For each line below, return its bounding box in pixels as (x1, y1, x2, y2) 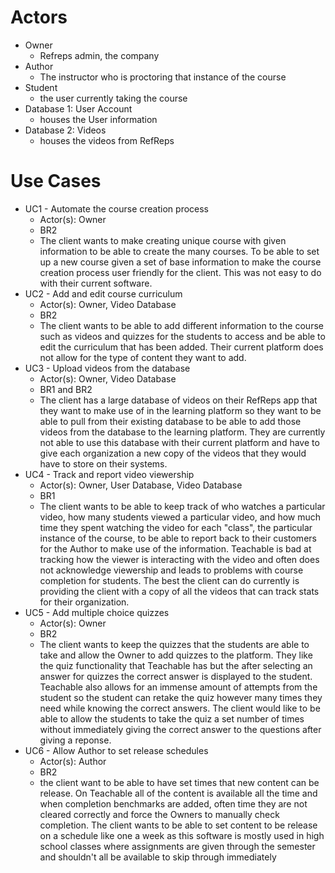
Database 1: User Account (24, 102, 133, 115)
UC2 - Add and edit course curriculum (24, 287, 183, 300)
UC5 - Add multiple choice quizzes (24, 606, 170, 618)
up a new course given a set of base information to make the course (39, 256, 322, 268)
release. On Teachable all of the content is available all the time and (39, 787, 318, 799)
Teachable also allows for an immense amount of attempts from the (39, 681, 318, 693)
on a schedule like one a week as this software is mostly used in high (39, 829, 325, 841)
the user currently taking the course (39, 92, 188, 104)
